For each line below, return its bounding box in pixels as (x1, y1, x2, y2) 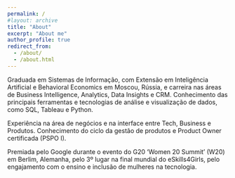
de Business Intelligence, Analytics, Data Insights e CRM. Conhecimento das (7, 90, 228, 98)
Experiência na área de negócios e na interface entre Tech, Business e (7, 119, 212, 127)
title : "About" (7, 23, 52, 30)
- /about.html (13, 56, 55, 63)
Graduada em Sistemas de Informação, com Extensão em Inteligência (7, 75, 209, 84)
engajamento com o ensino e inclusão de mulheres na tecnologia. (7, 163, 197, 171)
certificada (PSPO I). (7, 134, 67, 142)
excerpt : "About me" (7, 30, 68, 37)
